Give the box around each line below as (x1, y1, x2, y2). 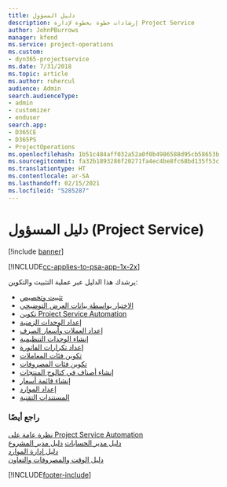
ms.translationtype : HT (8, 165, 86, 173)
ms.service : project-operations (8, 41, 114, 49)
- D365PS (8, 135, 37, 144)
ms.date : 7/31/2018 (8, 63, 72, 71)
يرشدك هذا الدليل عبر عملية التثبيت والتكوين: (8, 276, 138, 287)
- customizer (8, 107, 51, 115)
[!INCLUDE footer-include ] (8, 470, 92, 479)
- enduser (8, 114, 41, 122)
